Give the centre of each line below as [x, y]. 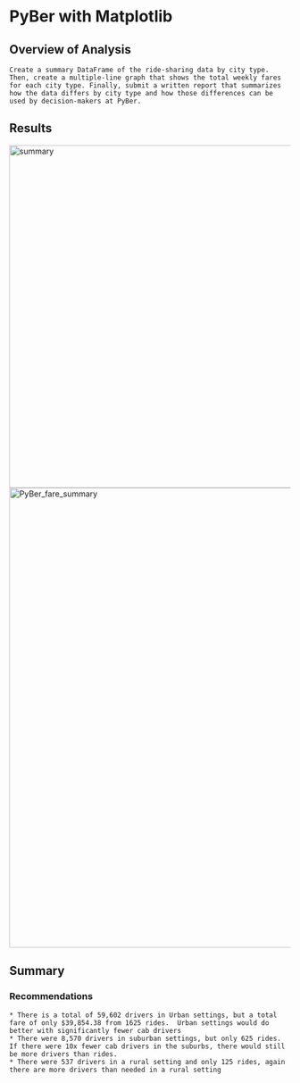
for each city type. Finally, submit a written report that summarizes [145, 86]
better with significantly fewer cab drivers [95, 1030]
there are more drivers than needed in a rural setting [115, 1070]
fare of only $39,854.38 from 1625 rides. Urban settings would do [139, 1023]
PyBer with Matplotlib [91, 17]
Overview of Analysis [71, 50]
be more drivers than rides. [63, 1054]
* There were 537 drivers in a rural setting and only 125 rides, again [147, 1062]
